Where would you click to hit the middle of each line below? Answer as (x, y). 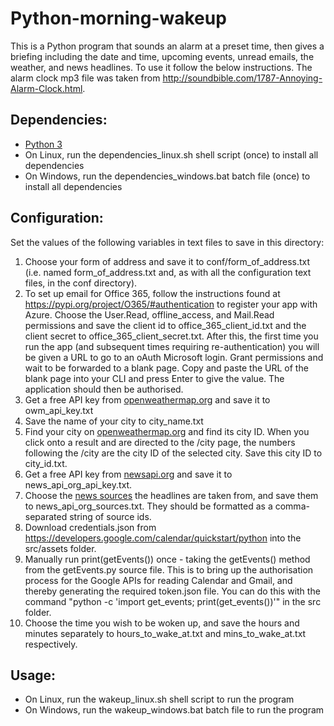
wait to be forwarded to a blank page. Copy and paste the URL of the (166, 368)
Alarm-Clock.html (46, 88)
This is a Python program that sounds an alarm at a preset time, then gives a (167, 46)
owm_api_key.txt (59, 410)
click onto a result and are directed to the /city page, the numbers (160, 442)
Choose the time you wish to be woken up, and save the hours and (162, 623)
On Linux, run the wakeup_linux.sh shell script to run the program (159, 699)
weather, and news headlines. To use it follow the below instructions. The (161, 67)
